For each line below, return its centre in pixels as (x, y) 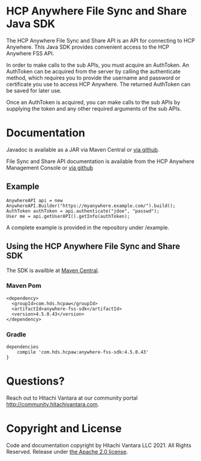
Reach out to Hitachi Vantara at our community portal (72, 398)
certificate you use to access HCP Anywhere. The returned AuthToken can (98, 84)
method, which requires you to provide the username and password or (93, 78)
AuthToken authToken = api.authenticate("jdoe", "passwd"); (83, 211)
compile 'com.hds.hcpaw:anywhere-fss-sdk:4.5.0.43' (83, 352)
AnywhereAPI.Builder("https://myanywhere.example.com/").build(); (91, 206)
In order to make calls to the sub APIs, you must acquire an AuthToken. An (98, 65)
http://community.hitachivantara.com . (53, 404)
